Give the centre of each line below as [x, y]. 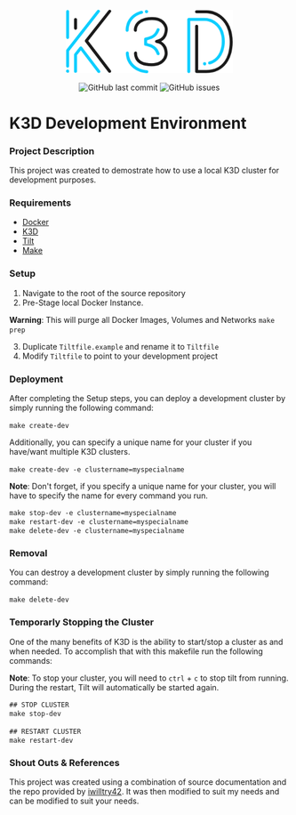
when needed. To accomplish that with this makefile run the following [136, 651]
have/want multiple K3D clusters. [70, 452]
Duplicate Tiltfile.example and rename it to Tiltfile [120, 346]
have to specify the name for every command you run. [109, 496]
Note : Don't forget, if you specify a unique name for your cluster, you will [143, 486]
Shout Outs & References [64, 763]
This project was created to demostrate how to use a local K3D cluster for [144, 171]
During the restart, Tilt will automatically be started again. [114, 687]
